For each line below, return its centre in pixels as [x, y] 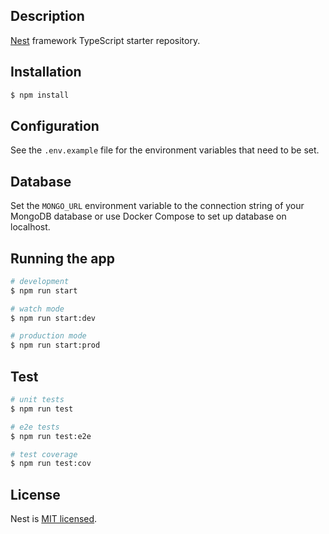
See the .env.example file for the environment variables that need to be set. [165, 150]
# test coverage [44, 454]
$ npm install [40, 95]
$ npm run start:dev [53, 318]
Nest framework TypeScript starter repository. [105, 40]
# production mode [48, 336]
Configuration [55, 125]
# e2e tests [35, 427]
